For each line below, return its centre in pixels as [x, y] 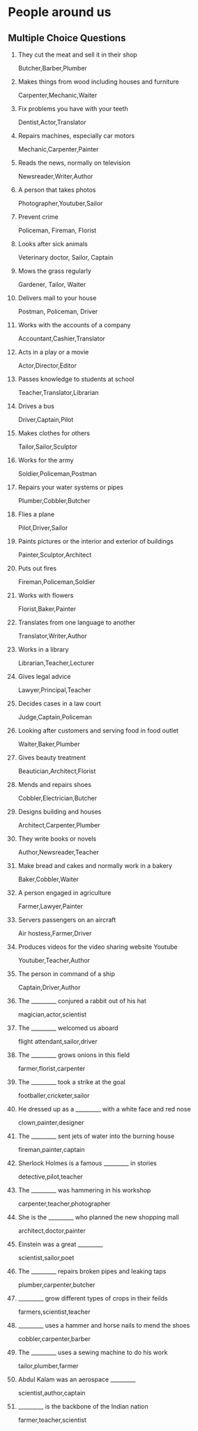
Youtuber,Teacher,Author [54, 960]
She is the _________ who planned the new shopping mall [99, 1217]
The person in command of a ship [67, 974]
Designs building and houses [60, 811]
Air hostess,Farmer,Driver [55, 933]
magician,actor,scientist [52, 1014]
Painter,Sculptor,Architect [55, 555]
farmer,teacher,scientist [52, 1420]
